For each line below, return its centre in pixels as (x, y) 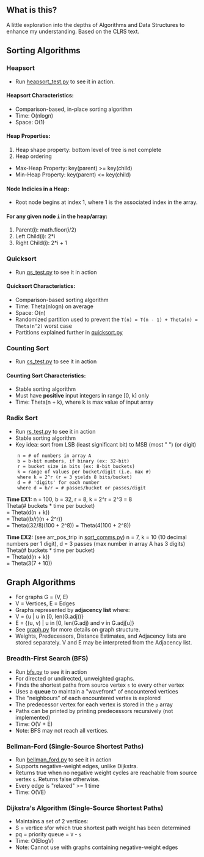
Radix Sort (22, 418)
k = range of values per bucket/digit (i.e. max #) (84, 472)
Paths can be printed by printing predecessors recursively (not (94, 711)
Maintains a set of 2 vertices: (52, 821)
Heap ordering (33, 156)
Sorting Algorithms (43, 51)
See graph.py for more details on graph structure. (78, 630)
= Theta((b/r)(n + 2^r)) (35, 519)
